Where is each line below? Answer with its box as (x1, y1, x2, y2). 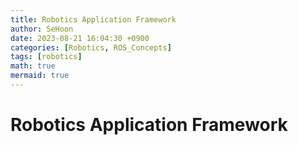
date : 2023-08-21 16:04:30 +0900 (10, 33, 150, 43)
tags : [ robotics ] (10, 52, 83, 62)
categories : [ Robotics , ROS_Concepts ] (10, 42, 172, 53)
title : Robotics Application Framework (10, 14, 177, 25)
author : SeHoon (10, 24, 74, 34)
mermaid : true (10, 71, 70, 81)
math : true (10, 61, 56, 71)
